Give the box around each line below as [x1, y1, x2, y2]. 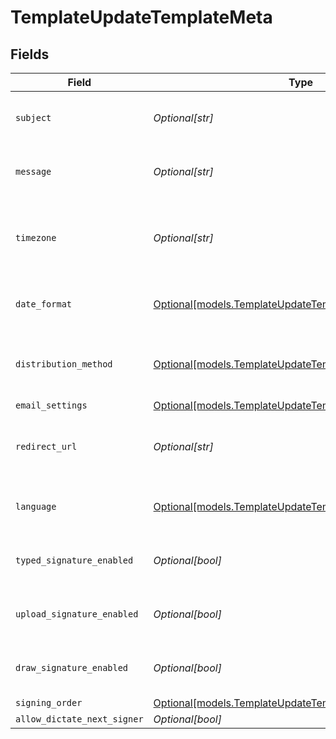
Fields [10, 46, 50, 63]
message [15, 166, 52, 177]
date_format [15, 299, 73, 310]
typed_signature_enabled [15, 555, 134, 566]
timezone [15, 232, 57, 243]
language [15, 501, 57, 512]
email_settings [15, 400, 88, 411]
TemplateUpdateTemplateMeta [10, 6, 273, 29]
